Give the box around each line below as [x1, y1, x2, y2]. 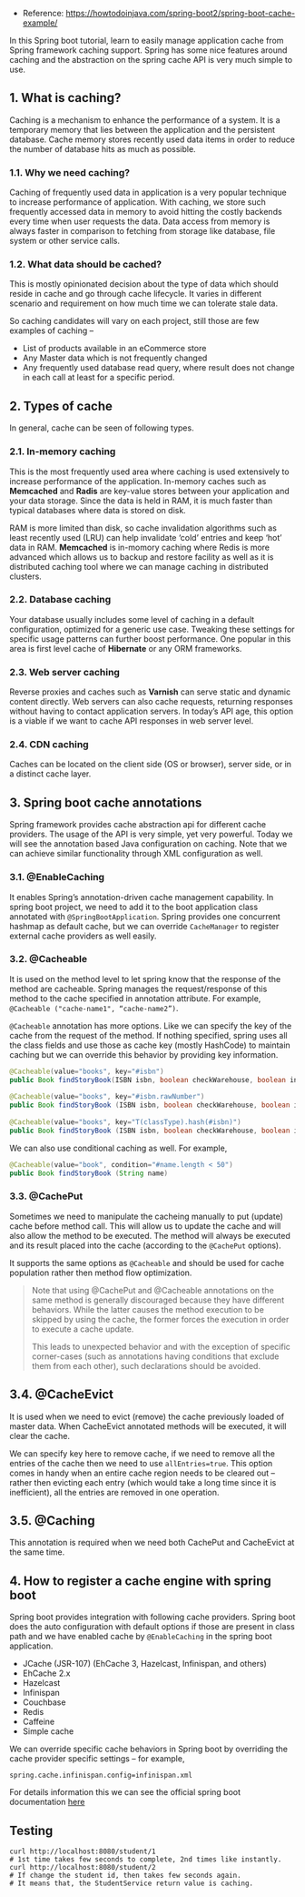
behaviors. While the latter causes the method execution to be [31, 1304, 265, 1314]
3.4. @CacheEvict [9, 1387, 114, 1403]
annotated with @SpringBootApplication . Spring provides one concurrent [9, 910, 280, 922]
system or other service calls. [9, 236, 121, 247]
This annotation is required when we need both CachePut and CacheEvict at [9, 1537, 295, 1548]
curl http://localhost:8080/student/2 [9, 1863, 156, 1872]
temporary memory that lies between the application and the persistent [9, 124, 275, 135]
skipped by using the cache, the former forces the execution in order [31, 1314, 290, 1324]
